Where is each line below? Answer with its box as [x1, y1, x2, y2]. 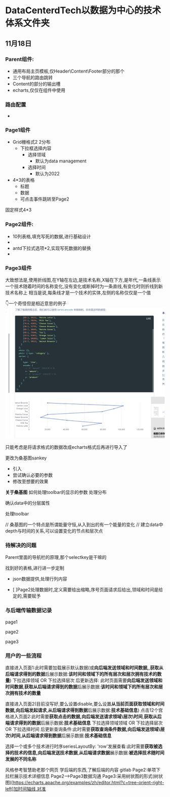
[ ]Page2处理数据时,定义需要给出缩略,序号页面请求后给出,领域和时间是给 [12, 587, 163, 593]
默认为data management [35, 158, 87, 164]
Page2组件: [5, 221, 34, 228]
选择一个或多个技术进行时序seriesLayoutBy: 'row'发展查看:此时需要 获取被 [5, 743, 158, 749]
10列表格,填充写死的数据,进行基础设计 [12, 233, 91, 239]
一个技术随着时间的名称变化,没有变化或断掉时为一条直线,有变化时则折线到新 [5, 283, 163, 289]
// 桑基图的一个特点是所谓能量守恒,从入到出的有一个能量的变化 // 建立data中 [5, 521, 163, 528]
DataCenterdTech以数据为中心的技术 [5, 5, 161, 16]
